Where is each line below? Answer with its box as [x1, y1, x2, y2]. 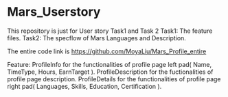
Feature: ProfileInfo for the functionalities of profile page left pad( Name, [7, 60, 212, 68]
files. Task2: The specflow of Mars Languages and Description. [7, 33, 187, 42]
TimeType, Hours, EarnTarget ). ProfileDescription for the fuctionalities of [7, 68, 214, 76]
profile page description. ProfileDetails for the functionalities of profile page [7, 74, 221, 83]
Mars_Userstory [7, 4, 101, 20]
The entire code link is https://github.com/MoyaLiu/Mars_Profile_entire [7, 47, 207, 55]
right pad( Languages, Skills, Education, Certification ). [7, 82, 162, 90]
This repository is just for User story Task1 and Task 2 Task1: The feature [7, 27, 213, 35]
